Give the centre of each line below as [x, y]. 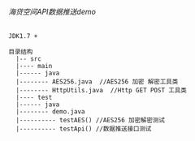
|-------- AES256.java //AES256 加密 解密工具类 [97, 82]
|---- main [34, 66]
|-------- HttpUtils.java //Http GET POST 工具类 [101, 91]
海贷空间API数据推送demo [52, 11]
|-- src [29, 59]
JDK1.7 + [23, 36]
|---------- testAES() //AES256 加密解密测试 [90, 121]
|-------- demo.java [50, 112]
